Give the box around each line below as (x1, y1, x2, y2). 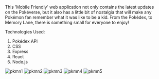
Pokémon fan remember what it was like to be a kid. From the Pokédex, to (5, 15, 153, 20)
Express (12, 48, 29, 54)
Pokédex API (12, 38, 38, 44)
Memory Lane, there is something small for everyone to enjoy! (5, 19, 129, 25)
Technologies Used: (5, 29, 45, 34)
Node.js (12, 59, 28, 64)
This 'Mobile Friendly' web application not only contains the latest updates (5, 4, 154, 10)
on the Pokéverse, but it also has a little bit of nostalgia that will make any (5, 9, 152, 15)
